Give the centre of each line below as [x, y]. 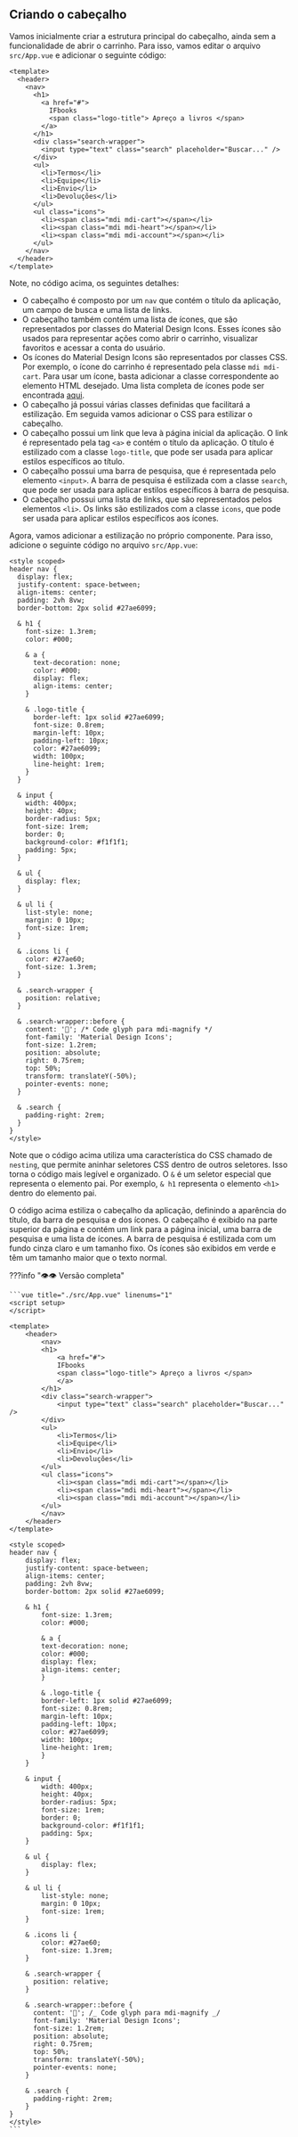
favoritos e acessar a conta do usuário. [94, 348]
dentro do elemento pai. [53, 1193]
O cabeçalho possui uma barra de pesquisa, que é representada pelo [149, 471]
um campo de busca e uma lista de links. [97, 309]
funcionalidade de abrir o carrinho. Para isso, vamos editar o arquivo [135, 45]
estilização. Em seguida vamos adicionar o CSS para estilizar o [137, 414]
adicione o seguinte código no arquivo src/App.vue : [104, 545]
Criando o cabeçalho [68, 15]
